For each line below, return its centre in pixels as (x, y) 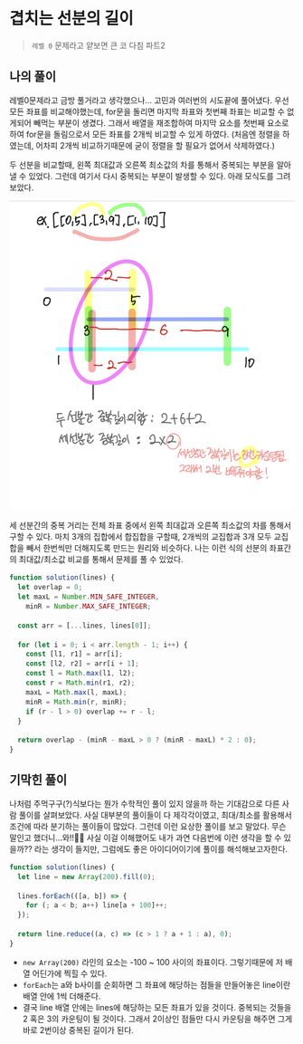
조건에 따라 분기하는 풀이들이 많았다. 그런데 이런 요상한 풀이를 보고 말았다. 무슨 (148, 826)
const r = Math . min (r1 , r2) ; (80, 683)
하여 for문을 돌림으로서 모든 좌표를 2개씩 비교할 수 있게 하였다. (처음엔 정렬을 (145, 134)
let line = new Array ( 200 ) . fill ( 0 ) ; (86, 876)
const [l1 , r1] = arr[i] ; (75, 654)
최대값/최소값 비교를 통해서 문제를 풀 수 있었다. (101, 560)
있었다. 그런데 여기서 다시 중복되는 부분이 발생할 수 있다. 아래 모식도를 (151, 176)
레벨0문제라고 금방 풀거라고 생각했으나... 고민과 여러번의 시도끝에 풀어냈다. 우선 (149, 100)
